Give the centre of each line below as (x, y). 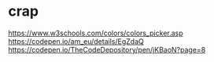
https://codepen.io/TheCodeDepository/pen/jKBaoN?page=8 (107, 49)
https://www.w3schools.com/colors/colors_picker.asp (96, 33)
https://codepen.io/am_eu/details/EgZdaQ (76, 41)
